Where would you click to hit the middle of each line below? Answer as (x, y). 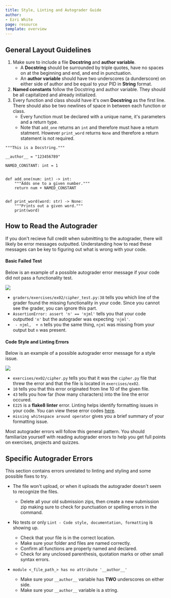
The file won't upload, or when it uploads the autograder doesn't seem (87, 486)
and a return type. (39, 122)
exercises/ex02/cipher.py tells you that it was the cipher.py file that (84, 378)
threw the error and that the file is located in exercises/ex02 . (76, 383)
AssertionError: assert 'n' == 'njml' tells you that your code (79, 313)
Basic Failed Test (24, 261)
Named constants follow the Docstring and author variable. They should (89, 89)
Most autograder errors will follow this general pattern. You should (75, 432)
